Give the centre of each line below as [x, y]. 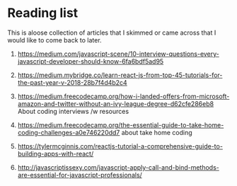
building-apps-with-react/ [56, 153]
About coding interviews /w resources [73, 111]
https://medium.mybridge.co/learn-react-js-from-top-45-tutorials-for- [120, 75]
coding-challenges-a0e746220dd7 [69, 132]
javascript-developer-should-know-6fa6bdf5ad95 [91, 61]
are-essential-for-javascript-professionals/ [80, 175]
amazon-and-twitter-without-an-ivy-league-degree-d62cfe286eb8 [116, 103]
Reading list [43, 13]
